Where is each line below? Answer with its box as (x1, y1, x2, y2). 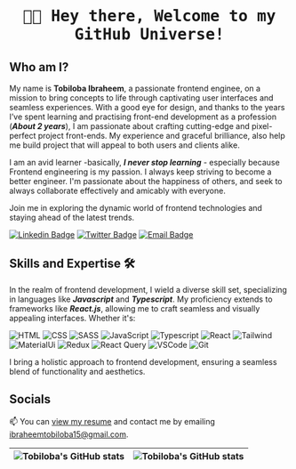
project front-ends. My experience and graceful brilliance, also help (37, 131, 286, 141)
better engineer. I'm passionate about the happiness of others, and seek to (9, 176, 283, 186)
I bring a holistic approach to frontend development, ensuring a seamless (9, 356, 277, 367)
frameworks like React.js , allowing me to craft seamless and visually (9, 303, 260, 313)
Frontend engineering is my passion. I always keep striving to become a (9, 166, 272, 177)
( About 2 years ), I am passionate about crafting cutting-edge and (9, 121, 251, 131)
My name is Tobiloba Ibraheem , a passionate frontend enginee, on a (9, 83, 260, 93)
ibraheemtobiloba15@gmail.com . (9, 429, 129, 440)
